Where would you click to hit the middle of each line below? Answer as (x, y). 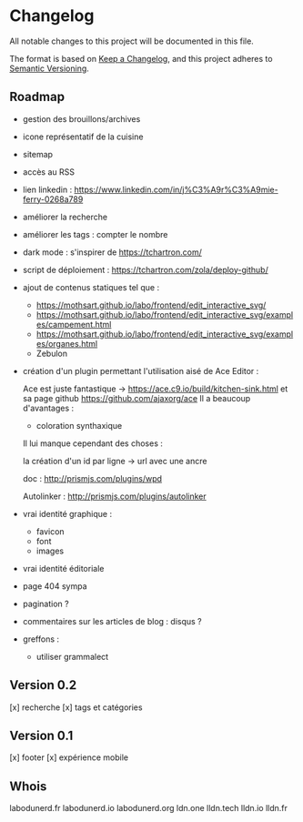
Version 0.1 (41, 735)
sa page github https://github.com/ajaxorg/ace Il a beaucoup (136, 398)
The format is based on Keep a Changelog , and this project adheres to (141, 58)
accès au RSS (49, 172)
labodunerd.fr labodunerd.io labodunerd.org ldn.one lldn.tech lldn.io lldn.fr (149, 808)
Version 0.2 (43, 685)
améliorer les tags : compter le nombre (95, 234)
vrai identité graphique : (67, 513)
